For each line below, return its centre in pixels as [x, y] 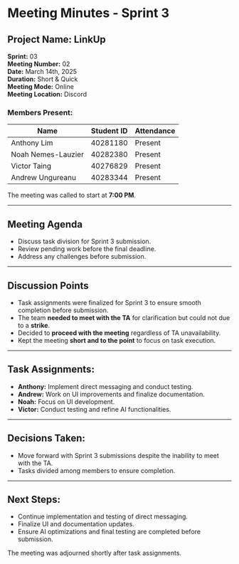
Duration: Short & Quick [43, 79]
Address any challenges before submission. [82, 257]
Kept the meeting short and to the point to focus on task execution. [117, 340]
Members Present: [40, 112]
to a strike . [34, 325]
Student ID [110, 131]
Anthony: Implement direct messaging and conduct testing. [105, 386]
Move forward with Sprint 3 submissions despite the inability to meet [118, 455]
